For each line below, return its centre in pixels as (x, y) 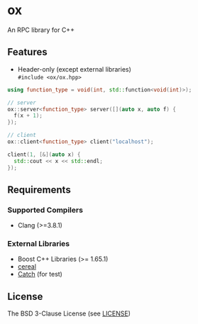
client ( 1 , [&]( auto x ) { (44, 155)
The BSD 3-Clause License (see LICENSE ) (69, 313)
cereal (27, 267)
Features (27, 52)
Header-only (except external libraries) (74, 69)
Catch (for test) (40, 274)
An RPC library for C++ (41, 30)
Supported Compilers (45, 210)
